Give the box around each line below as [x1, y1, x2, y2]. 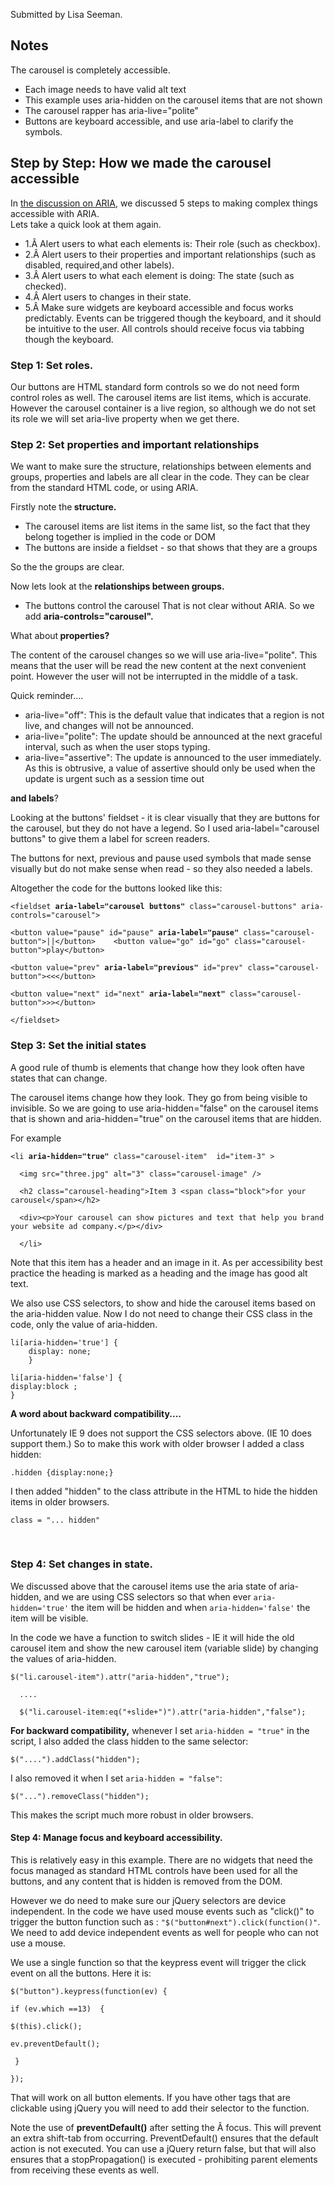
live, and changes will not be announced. [24, 720, 194, 732]
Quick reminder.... [10, 690, 84, 702]
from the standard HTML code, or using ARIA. [10, 482, 199, 494]
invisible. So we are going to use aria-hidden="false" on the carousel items [10, 1102, 319, 1114]
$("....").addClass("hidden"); [10, 1754, 141, 1764]
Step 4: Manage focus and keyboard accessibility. [10, 1832, 223, 1844]
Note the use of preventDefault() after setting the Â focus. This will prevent [10, 2122, 322, 2134]
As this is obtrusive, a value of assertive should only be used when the [24, 762, 316, 774]
